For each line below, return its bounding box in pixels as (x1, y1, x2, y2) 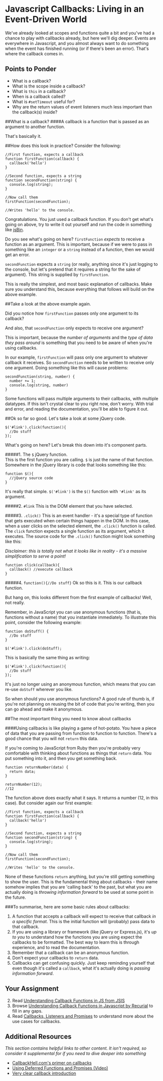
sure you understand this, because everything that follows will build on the (5, 286, 155, 292)
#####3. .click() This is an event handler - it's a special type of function (5, 512, 153, 519)
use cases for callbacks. (12, 1018, 61, 1024)
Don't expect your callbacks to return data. (12, 954, 99, 961)
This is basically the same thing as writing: (5, 654, 90, 660)
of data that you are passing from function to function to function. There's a (5, 730, 157, 736)
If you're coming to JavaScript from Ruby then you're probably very (5, 745, 141, 751)
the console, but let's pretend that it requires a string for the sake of (5, 266, 141, 272)
